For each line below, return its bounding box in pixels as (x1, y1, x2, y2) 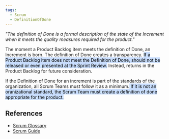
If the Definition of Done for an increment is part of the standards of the (5, 78, 155, 84)
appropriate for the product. (5, 94, 64, 100)
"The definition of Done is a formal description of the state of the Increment (5, 31, 164, 37)
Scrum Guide (12, 128, 41, 134)
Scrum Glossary (12, 123, 47, 129)
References (5, 109, 43, 118)
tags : (5, 7, 17, 13)
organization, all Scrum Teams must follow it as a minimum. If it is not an (5, 83, 157, 89)
